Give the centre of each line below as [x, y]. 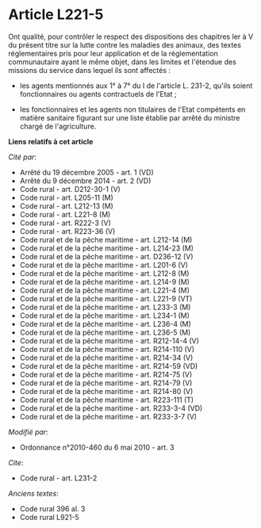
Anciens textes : [34, 493]
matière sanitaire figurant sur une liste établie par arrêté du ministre [130, 117]
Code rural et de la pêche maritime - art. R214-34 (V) [106, 358]
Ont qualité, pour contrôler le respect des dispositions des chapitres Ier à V [131, 36]
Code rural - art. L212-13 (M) [66, 206]
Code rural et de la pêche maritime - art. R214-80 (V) [106, 391]
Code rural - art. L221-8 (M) [65, 214]
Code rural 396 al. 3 [52, 508]
